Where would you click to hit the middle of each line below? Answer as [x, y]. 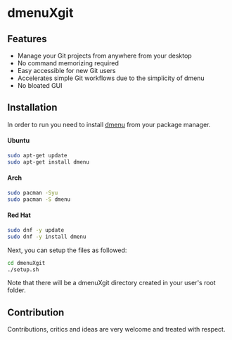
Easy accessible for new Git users [66, 71]
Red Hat [19, 215]
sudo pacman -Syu [33, 192]
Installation [32, 108]
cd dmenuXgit [26, 263]
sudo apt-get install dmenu [49, 162]
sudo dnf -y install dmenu [47, 237]
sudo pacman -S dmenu [39, 199]
